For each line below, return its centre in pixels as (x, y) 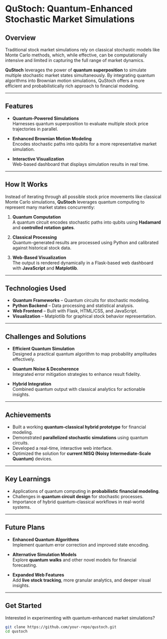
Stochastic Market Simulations (70, 19)
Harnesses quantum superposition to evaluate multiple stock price (80, 123)
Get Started (23, 606)
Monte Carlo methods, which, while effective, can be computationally (76, 55)
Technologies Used (36, 288)
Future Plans (25, 527)
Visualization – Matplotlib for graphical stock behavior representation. (84, 316)
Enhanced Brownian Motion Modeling (52, 138)
